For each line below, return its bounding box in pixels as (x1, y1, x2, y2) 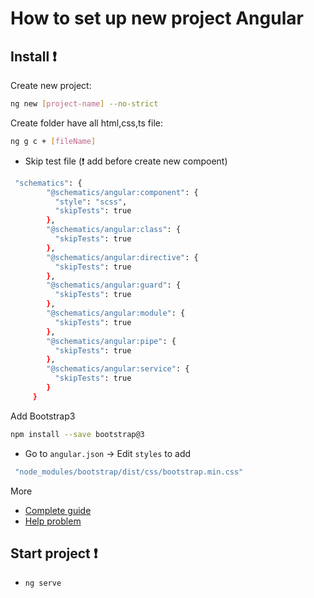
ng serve (24, 578, 62, 589)
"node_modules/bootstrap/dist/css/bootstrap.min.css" (14, 467, 244, 477)
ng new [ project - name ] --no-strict (10, 99, 159, 109)
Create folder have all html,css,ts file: (10, 117, 163, 129)
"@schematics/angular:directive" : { (46, 252, 199, 262)
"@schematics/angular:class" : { (46, 225, 182, 235)
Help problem (24, 515, 82, 527)
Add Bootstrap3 (10, 410, 76, 422)
